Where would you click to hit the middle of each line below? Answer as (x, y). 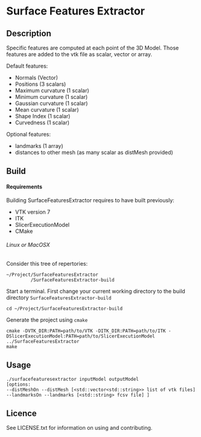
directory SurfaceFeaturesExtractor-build (59, 298)
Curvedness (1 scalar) (42, 123)
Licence (22, 413)
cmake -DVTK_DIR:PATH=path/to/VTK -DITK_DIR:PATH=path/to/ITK (86, 331)
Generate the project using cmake (47, 320)
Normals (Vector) (37, 78)
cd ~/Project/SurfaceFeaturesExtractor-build (64, 308)
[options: (19, 384)
